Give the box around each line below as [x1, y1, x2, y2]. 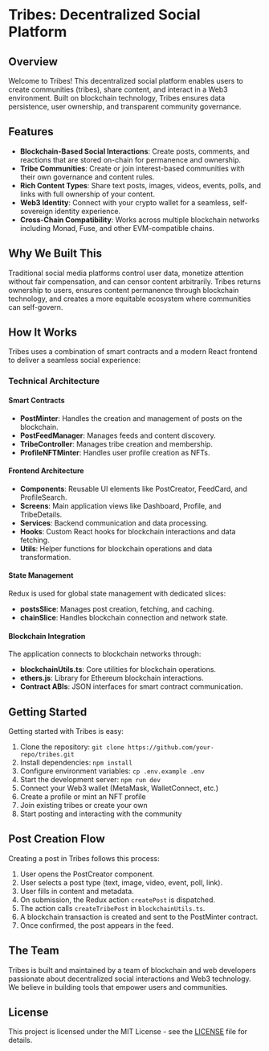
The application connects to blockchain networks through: [8, 649, 202, 659]
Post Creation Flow [8, 832, 105, 846]
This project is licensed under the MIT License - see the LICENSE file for [8, 1027, 247, 1037]
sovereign [19, 206, 54, 216]
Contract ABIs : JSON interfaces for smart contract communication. [19, 682, 243, 691]
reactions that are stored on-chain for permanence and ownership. [19, 155, 242, 164]
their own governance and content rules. [19, 171, 155, 182]
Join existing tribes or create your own [19, 800, 148, 810]
